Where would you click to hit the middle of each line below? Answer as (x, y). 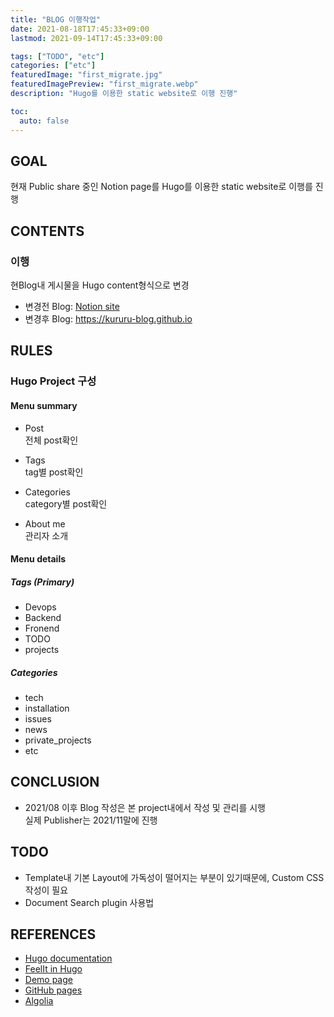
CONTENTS (47, 231)
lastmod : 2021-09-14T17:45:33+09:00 (86, 38)
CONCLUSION (55, 782)
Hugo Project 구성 (53, 381)
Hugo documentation (68, 958)
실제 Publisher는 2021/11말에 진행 (91, 820)
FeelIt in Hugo (53, 969)
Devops (40, 607)
